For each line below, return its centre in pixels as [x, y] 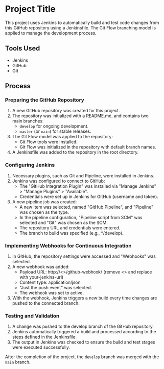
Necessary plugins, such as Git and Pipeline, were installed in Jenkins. [83, 175]
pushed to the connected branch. [46, 303]
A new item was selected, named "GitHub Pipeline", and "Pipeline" [86, 207]
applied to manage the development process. [51, 33]
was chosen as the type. [44, 212]
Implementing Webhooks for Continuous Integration [69, 246]
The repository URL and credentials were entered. [70, 228]
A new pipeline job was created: [45, 201]
